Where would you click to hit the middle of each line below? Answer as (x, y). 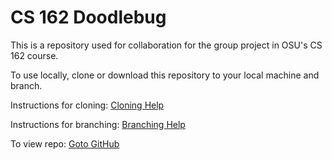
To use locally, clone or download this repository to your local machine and (165, 75)
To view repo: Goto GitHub (65, 143)
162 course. (34, 55)
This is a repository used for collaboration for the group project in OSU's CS (166, 45)
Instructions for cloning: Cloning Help (87, 105)
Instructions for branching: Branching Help (98, 124)
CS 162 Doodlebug (88, 17)
